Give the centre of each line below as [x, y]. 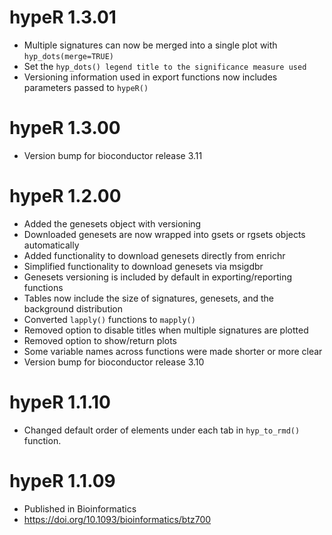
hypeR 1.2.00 [65, 196]
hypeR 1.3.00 [65, 128]
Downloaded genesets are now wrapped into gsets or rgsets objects [164, 234]
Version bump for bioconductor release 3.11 [113, 155]
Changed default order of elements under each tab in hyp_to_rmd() [162, 430]
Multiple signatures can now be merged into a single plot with [150, 45]
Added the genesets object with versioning [112, 223]
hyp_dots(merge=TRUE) [68, 56]
